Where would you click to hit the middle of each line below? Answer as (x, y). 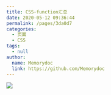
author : (16, 57)
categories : (21, 29)
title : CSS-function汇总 (37, 12)
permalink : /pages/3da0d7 (39, 23)
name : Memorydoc (32, 63)
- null (20, 52)
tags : (13, 46)
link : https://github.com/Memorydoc (58, 69)
